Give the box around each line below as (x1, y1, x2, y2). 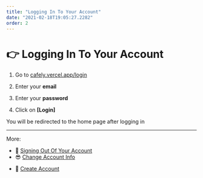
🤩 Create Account (14, 165, 60, 173)
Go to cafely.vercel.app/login (14, 71, 88, 78)
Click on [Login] (14, 106, 56, 113)
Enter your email (14, 83, 57, 91)
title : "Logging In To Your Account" (6, 8, 101, 15)
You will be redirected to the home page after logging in (6, 118, 145, 126)
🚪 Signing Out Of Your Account (14, 147, 92, 154)
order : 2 (6, 20, 28, 26)
